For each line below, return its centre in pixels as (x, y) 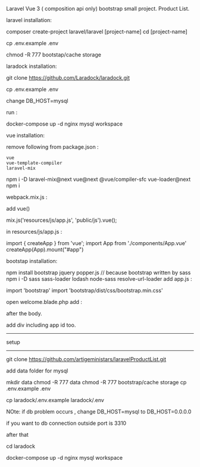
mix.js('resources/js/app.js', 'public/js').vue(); (62, 220)
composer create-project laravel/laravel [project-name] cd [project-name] (97, 32)
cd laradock (21, 446)
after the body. (24, 314)
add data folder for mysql (37, 371)
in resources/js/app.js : (34, 232)
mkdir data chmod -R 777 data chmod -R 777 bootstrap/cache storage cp (96, 382)
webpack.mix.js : (27, 197)
